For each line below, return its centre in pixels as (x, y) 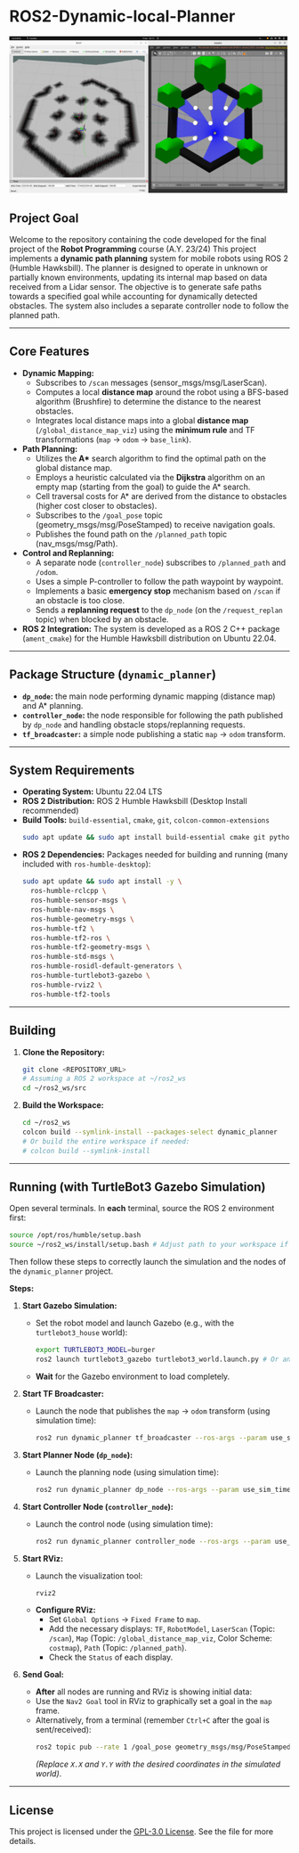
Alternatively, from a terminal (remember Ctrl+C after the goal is (152, 1720)
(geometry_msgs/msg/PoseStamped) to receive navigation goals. (155, 524)
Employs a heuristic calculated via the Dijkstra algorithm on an (150, 477)
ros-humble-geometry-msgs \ (83, 919)
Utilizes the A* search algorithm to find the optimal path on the (151, 458)
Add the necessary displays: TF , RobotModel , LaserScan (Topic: (162, 1629)
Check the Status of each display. (111, 1657)
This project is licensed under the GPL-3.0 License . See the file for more (141, 1832)
